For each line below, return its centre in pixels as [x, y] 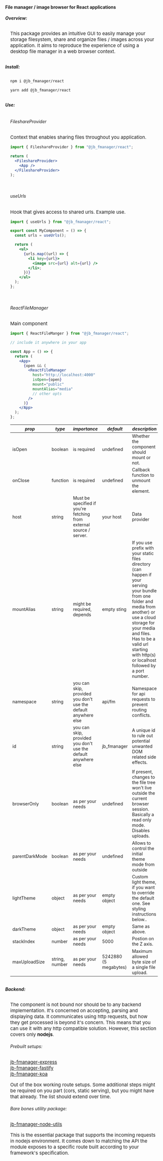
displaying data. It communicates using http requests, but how [79, 1017]
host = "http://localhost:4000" [64, 375]
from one [141, 596]
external [81, 525]
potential [141, 741]
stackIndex [23, 941]
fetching [81, 514]
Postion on [143, 939]
